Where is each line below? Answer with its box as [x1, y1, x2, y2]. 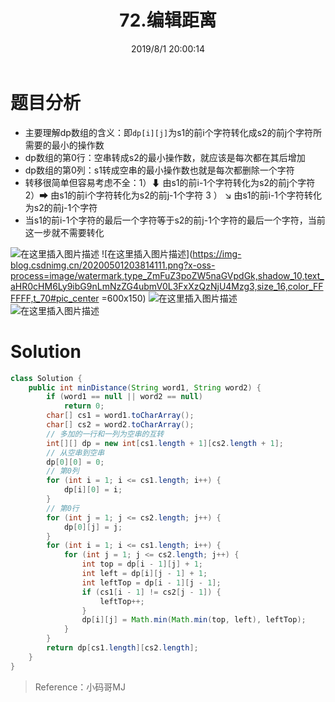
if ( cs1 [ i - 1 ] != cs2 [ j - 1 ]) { [81, 587, 222, 597]
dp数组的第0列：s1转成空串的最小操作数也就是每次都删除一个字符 [24, 164, 295, 176]
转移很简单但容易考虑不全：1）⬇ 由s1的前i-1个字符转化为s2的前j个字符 [24, 176, 316, 188]
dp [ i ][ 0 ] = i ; [63, 485, 123, 495]
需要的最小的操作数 [24, 139, 105, 151]
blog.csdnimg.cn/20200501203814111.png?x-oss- [10, 259, 216, 271]
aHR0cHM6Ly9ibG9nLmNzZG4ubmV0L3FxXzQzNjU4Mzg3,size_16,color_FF [10, 280, 324, 292]
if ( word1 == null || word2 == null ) [46, 392, 203, 402]
